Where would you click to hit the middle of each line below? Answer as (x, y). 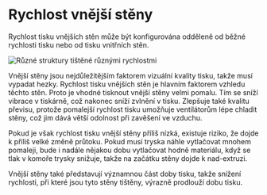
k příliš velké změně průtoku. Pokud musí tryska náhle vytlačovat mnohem (130, 141)
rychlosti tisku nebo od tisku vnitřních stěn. (79, 44)
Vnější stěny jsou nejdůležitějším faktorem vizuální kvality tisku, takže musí (130, 75)
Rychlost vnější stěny (81, 15)
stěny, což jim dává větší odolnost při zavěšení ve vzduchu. (105, 117)
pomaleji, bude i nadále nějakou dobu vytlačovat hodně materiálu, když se (130, 150)
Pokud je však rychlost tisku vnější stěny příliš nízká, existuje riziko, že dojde (133, 133)
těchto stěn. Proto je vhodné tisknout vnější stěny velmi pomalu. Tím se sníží (133, 92)
